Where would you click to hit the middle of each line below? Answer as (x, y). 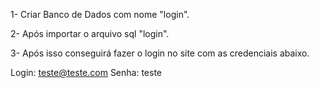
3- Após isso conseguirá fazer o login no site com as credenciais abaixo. (160, 53)
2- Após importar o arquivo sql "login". (90, 33)
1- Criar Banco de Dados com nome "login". (100, 14)
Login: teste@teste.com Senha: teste (86, 72)
